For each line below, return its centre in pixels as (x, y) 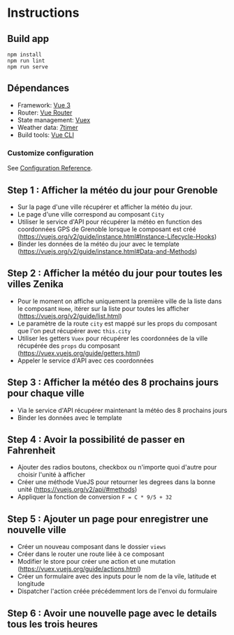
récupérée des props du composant (68, 345)
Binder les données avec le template (70, 418)
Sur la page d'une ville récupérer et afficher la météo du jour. (105, 207)
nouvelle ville (37, 530)
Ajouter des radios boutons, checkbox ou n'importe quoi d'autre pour (117, 467)
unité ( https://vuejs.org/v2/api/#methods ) (77, 490)
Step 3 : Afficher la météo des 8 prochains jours (113, 382)
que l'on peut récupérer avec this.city (74, 330)
